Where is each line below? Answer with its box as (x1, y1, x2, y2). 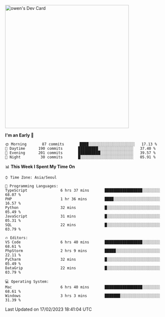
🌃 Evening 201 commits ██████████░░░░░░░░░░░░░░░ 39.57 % (5, 150, 156, 155)
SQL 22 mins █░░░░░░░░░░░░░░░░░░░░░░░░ (5, 222, 161, 227)
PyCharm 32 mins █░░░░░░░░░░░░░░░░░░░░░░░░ (5, 257, 161, 262)
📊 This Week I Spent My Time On (5, 164, 75, 170)
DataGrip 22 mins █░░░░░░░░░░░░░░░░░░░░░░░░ (5, 266, 161, 271)
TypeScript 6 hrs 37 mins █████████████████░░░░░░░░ (5, 188, 161, 193)
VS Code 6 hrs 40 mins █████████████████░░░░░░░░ (5, 240, 161, 245)
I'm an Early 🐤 (5, 132, 34, 138)
